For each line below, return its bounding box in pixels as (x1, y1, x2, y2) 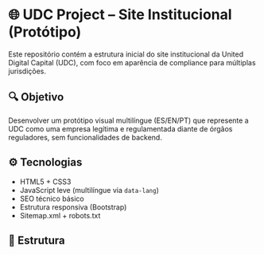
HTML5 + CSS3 (19, 177, 72, 186)
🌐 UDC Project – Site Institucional (8, 6, 232, 24)
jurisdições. (8, 66, 46, 76)
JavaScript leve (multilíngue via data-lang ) (19, 185, 159, 194)
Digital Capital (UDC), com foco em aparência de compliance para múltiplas (8, 57, 256, 67)
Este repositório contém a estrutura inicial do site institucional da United (8, 49, 244, 59)
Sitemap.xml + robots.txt (19, 210, 101, 220)
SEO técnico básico (19, 194, 85, 203)
